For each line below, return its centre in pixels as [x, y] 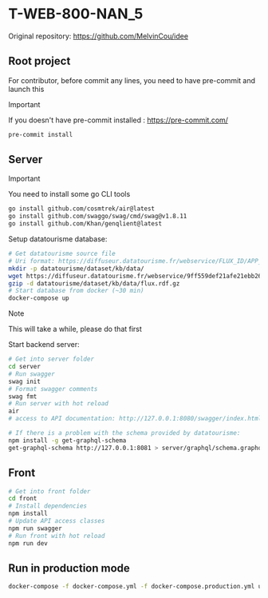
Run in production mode [69, 568]
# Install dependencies [48, 506]
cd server [25, 367]
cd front [23, 499]
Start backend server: [44, 345]
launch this [26, 89]
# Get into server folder [51, 359]
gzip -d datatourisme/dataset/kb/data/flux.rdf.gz [94, 283]
